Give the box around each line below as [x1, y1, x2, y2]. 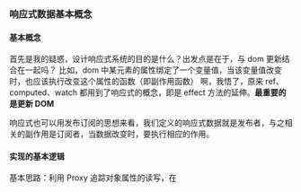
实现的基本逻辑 [9, 151, 65, 161]
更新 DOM [16, 99, 55, 109]
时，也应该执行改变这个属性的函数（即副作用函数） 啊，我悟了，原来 [9, 76, 263, 87]
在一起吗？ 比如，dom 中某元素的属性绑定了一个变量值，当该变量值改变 [16, 65, 283, 75]
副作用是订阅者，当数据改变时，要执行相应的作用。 [24, 128, 214, 140]
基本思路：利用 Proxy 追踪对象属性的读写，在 [9, 172, 177, 183]
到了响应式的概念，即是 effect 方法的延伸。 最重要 [94, 87, 279, 98]
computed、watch [9, 87, 78, 98]
